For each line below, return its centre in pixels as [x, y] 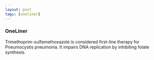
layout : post [18, 10]
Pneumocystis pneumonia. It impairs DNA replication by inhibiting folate [77, 47]
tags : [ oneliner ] [23, 14]
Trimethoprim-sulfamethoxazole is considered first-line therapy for [72, 41]
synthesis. [15, 52]
